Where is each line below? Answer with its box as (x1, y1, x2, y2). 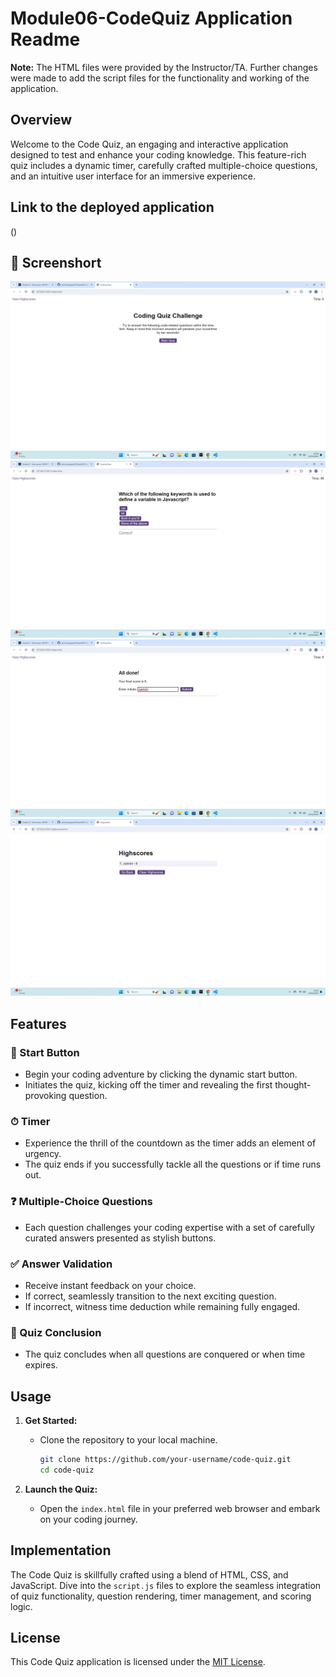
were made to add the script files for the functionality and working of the (10, 72, 310, 84)
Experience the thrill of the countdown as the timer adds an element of (24, 1137, 317, 1149)
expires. (24, 1359, 58, 1371)
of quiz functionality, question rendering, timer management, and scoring (10, 1590, 312, 1602)
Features (10, 1015, 67, 1032)
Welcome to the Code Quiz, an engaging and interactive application (10, 138, 289, 150)
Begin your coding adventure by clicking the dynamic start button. (24, 1068, 298, 1081)
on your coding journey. (39, 1513, 138, 1525)
